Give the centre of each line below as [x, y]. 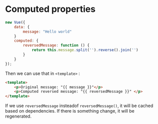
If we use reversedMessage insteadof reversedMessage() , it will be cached [79, 106]
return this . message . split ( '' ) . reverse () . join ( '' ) [85, 50]
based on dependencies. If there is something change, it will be [70, 111]
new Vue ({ [15, 22]
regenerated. [18, 116]
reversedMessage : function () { [56, 46]
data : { [22, 27]
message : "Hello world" [47, 31]
